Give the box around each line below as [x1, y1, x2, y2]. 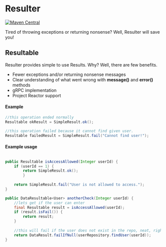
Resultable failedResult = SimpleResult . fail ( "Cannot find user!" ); [5, 133, 149, 138]
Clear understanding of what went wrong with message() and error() [12, 76, 154, 82]
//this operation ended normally [5, 115, 74, 120]
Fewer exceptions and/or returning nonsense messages [12, 71, 126, 77]
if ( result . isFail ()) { [14, 209, 63, 215]
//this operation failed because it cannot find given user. [5, 128, 134, 133]
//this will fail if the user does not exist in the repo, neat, [14, 228, 152, 233]
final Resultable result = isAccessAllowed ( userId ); [14, 205, 125, 210]
